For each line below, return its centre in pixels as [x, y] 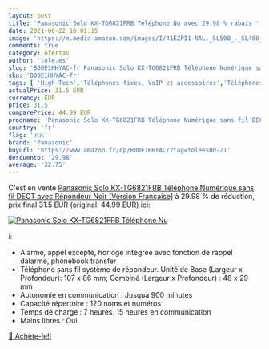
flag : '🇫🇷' [28, 135]
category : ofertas [39, 53]
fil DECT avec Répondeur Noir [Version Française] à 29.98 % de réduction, [131, 197]
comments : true [34, 46]
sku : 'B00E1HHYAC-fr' [44, 75]
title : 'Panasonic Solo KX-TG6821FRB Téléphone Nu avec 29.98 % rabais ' [134, 23]
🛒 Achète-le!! [30, 336]
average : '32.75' [37, 165]
